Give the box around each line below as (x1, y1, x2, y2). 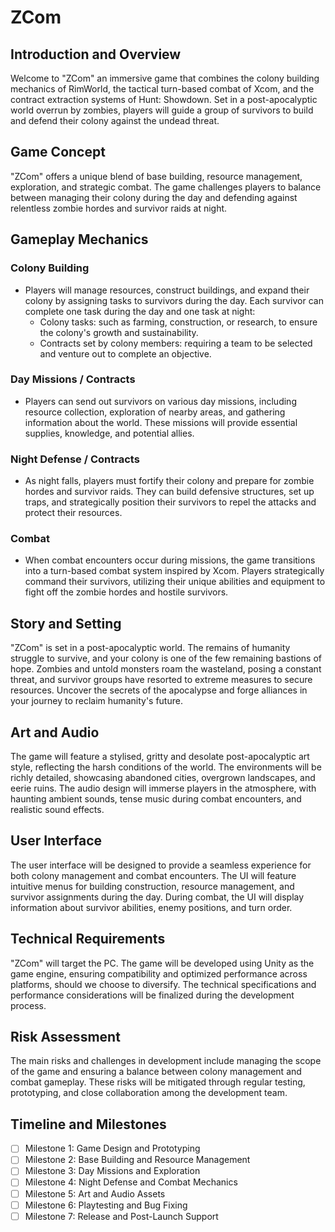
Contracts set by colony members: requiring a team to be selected (39, 337, 313, 349)
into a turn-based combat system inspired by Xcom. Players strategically (24, 565, 325, 577)
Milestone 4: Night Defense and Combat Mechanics (24, 1176, 238, 1188)
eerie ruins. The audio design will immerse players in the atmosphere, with (10, 782, 317, 795)
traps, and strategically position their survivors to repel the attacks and (24, 496, 317, 508)
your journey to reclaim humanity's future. (10, 695, 183, 707)
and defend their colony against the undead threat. (10, 115, 220, 126)
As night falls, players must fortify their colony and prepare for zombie (24, 475, 315, 487)
